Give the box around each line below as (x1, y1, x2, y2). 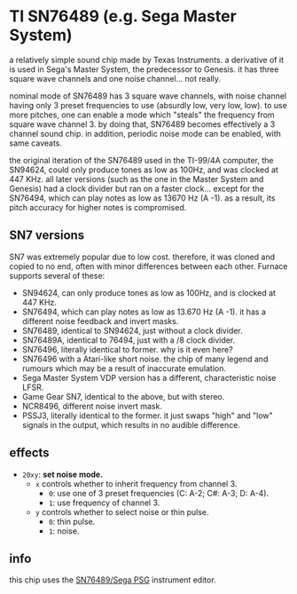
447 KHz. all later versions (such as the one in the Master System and (9, 173, 264, 184)
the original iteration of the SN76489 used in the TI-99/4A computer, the (9, 154, 274, 165)
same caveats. (9, 138, 63, 148)
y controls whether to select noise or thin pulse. (35, 506, 210, 517)
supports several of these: (9, 270, 106, 281)
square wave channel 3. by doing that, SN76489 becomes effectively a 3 (9, 118, 276, 130)
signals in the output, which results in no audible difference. (21, 419, 241, 430)
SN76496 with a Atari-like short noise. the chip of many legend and (21, 353, 269, 364)
